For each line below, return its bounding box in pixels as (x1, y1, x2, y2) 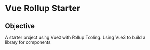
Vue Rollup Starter (5, 3, 81, 14)
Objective (5, 22, 35, 30)
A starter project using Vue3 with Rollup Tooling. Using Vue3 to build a (5, 34, 146, 40)
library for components (5, 40, 51, 45)
